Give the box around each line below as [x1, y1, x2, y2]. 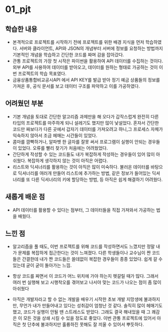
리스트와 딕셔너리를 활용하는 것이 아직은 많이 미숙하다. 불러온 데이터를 [12, 163, 150, 170]
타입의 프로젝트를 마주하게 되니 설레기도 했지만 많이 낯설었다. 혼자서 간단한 [12, 120, 159, 126]
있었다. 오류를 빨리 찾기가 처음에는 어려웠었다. [18, 145, 108, 151]
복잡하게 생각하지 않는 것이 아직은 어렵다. [27, 157, 108, 163]
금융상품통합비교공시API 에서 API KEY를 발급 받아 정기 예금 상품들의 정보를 [12, 77, 160, 82]
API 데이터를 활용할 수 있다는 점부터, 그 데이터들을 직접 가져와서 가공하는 [12, 207, 155, 213]
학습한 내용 [5, 25, 38, 33]
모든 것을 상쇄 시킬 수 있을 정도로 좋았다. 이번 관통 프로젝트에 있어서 [23, 315, 156, 321]
